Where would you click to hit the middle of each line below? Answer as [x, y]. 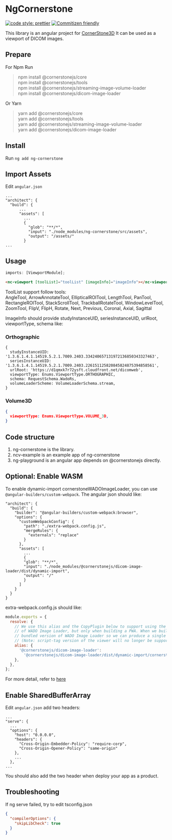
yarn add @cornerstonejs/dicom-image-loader [67, 129]
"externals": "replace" [53, 535]
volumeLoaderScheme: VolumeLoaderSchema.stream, [63, 384]
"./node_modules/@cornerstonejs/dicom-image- [94, 566]
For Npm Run [19, 67]
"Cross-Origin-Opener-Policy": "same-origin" [68, 749]
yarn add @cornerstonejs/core [50, 113]
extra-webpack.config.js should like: [44, 607]
